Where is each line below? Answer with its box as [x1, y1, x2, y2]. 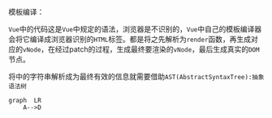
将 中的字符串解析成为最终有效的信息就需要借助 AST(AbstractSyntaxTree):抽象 [8, 72, 265, 81]
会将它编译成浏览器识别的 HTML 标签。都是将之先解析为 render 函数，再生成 [8, 35, 252, 44]
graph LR [8, 96, 42, 104]
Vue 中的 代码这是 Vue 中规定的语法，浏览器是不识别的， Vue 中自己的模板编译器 [8, 24, 262, 34]
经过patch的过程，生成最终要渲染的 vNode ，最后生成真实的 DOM [54, 44, 260, 54]
